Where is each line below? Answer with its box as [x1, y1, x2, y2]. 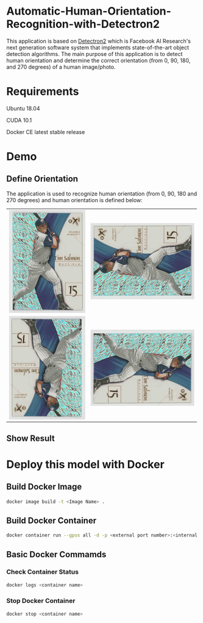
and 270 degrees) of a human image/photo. [6, 63, 116, 71]
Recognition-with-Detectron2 [6, 17, 160, 31]
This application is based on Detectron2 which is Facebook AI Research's [6, 37, 191, 44]
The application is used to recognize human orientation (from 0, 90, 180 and [6, 190, 198, 197]
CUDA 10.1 [6, 116, 32, 124]
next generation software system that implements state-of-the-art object [6, 44, 190, 51]
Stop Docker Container [6, 596, 76, 605]
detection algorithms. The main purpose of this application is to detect [6, 50, 183, 57]
